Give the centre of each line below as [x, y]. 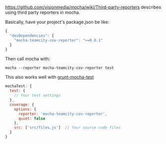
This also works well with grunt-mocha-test [50, 77]
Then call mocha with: [28, 59]
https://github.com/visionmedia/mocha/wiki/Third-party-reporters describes [83, 7]
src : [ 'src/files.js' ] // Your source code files [67, 128]
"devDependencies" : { [32, 36]
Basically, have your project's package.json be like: [57, 22]
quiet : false [32, 118]
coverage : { [22, 104]
